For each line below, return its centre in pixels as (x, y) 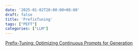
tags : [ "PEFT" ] (21, 24)
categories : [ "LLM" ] (27, 29)
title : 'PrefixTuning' (29, 19)
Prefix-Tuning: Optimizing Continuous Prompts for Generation (69, 43)
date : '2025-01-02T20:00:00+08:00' (43, 10)
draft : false (19, 15)
